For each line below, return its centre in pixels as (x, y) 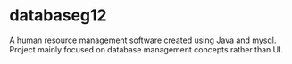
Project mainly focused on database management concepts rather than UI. (146, 49)
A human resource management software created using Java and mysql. (143, 40)
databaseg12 (58, 16)
